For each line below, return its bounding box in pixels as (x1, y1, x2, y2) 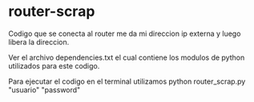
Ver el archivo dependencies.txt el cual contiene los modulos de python (8, 53, 245, 62)
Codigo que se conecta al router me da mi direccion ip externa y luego (8, 29, 241, 38)
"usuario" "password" (8, 84, 81, 94)
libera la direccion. (8, 37, 70, 46)
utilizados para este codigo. (8, 61, 100, 70)
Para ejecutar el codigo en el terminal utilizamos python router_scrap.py (8, 76, 246, 86)
